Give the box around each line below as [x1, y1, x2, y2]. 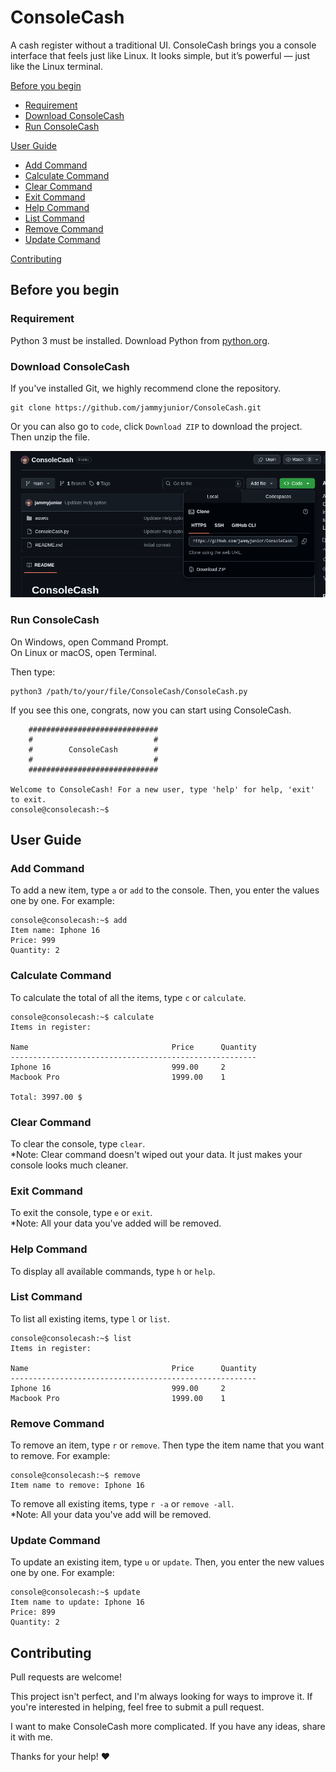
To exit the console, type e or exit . [10, 1207, 153, 1219]
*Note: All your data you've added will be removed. [10, 1217, 222, 1230]
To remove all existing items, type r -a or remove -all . [10, 1498, 235, 1510]
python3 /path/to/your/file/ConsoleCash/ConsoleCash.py [10, 686, 248, 696]
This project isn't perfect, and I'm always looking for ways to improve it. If [10, 1691, 313, 1703]
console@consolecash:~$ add [10, 916, 128, 926]
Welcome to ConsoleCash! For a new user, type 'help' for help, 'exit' [10, 784, 315, 795]
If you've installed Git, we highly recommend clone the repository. [10, 382, 282, 394]
